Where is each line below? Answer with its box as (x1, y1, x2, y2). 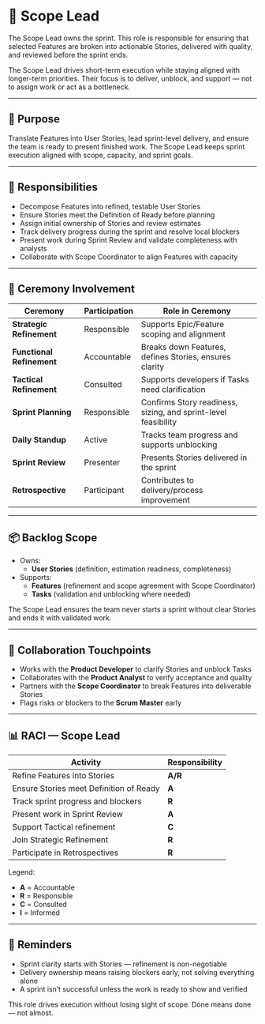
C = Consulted (19, 899, 67, 909)
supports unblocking (140, 439, 218, 450)
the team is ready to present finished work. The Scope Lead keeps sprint (8, 141, 245, 151)
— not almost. (8, 1007, 54, 1018)
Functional (12, 347, 53, 358)
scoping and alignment (140, 329, 226, 340)
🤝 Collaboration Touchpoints (8, 643, 151, 657)
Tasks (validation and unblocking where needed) (31, 589, 191, 599)
